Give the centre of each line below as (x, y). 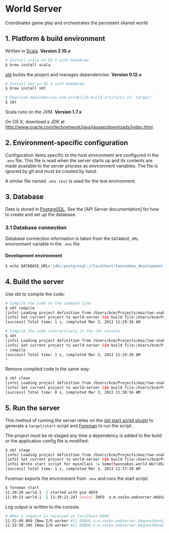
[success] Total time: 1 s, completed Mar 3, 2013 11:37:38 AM (73, 469)
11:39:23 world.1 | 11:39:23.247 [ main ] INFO (55, 497)
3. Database (24, 197)
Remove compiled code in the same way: (48, 369)
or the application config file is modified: (47, 441)
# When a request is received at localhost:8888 (57, 516)
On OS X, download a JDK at (35, 122)
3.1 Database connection (36, 227)
